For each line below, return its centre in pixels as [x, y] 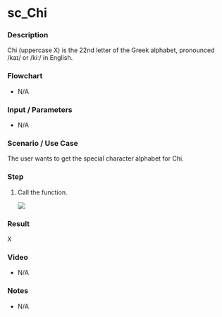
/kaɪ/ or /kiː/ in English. [40, 58]
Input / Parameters [40, 109]
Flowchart [25, 76]
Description [28, 35]
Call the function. [42, 192]
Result [19, 223]
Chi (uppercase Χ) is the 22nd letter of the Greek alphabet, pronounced [111, 50]
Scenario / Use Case [43, 143]
